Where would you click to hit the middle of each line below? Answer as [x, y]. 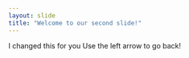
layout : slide [32, 15]
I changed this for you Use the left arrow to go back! [95, 45]
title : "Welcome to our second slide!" [75, 23]
